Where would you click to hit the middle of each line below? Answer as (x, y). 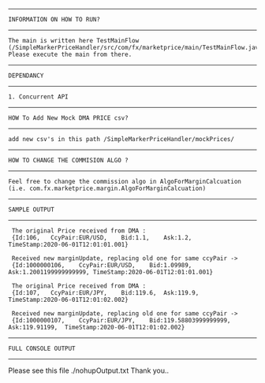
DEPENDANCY (26, 76)
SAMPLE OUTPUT (32, 210)
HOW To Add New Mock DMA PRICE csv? (68, 118)
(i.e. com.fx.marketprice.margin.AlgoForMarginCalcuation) (107, 188)
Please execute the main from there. (70, 54)
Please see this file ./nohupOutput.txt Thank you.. (89, 370)
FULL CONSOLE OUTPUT (42, 348)
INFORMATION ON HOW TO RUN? (54, 20)
